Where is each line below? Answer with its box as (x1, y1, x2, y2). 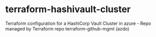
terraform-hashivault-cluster (5, 4, 131, 15)
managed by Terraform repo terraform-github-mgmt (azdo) (5, 25, 130, 31)
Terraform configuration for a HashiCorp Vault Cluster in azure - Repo (5, 20, 151, 26)
